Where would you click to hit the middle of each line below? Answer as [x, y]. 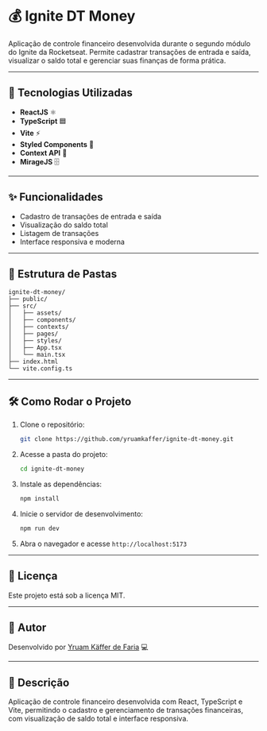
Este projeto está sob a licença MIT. [67, 595]
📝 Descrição [39, 682]
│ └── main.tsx [37, 355]
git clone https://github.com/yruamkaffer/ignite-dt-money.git [127, 439]
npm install [39, 498]
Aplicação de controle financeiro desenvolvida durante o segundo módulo [130, 43]
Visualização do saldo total [64, 225]
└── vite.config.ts [41, 369]
